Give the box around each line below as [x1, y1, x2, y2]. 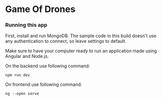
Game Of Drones [5, 4, 76, 15]
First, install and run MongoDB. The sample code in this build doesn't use [5, 33, 156, 39]
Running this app [5, 22, 48, 29]
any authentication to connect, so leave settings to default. [5, 38, 126, 44]
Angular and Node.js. [5, 53, 49, 59]
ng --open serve [5, 91, 39, 96]
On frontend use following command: [5, 81, 82, 87]
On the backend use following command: [5, 63, 90, 69]
